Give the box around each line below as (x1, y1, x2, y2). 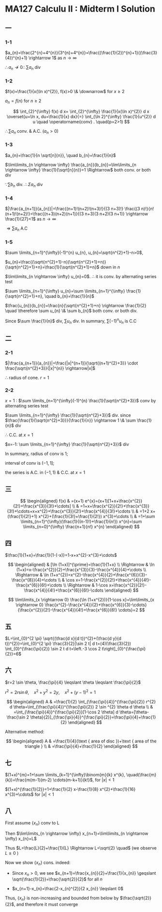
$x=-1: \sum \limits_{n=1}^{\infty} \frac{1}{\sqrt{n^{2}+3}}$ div (5, 441, 129, 447)
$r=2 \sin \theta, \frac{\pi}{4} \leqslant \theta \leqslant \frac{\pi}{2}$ (5, 679, 141, 685)
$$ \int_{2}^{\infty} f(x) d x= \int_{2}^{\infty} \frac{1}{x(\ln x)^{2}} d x (13, 108, 149, 114)
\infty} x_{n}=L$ (5, 835, 37, 841)
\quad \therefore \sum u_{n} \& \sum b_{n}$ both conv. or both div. (5, 308, 138, 314)
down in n (100, 264, 120, 270)
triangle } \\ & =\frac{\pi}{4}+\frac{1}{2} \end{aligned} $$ (25, 743, 138, 749)
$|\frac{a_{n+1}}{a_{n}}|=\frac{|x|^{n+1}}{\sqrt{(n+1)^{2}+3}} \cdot (5, 360, 138, 366)
